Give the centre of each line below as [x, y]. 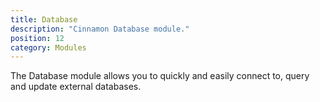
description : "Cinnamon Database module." [100, 29]
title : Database [44, 19]
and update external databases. [76, 87]
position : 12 [37, 38]
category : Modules [48, 47]
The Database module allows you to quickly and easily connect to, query [160, 76]
